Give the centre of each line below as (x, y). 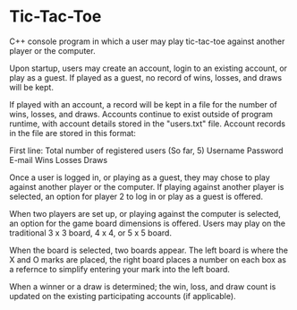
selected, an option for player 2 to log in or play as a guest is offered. (136, 196)
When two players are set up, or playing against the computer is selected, (145, 213)
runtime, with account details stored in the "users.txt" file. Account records (148, 124)
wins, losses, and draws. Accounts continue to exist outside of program (141, 114)
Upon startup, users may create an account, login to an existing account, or (148, 68)
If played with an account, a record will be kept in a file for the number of (143, 104)
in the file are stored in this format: (73, 133)
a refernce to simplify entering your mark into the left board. (120, 269)
